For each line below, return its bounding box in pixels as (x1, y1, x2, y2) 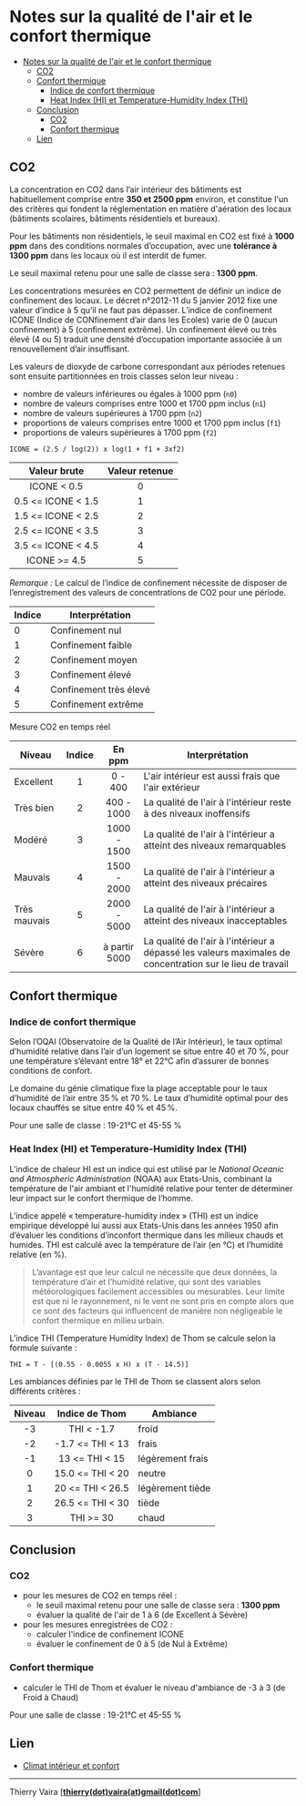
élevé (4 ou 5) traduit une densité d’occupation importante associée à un (9, 333, 282, 344)
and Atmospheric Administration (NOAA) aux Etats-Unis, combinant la (9, 1173, 272, 1184)
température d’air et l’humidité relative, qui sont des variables (31, 1276, 261, 1287)
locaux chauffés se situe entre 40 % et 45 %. (9, 1102, 178, 1113)
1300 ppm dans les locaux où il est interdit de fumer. (9, 250, 208, 260)
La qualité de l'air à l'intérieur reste (143, 795, 291, 808)
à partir (103, 940, 135, 953)
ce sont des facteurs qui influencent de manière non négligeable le (31, 1305, 283, 1316)
